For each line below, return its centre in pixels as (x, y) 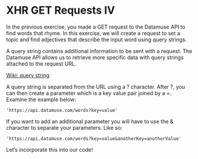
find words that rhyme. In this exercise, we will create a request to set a (93, 33)
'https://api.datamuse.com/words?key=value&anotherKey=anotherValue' (94, 138)
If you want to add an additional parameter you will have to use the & (90, 121)
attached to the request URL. (41, 64)
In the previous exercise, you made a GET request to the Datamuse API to (96, 27)
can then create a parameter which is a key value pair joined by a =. (89, 93)
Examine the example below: (41, 99)
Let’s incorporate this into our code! (49, 149)
